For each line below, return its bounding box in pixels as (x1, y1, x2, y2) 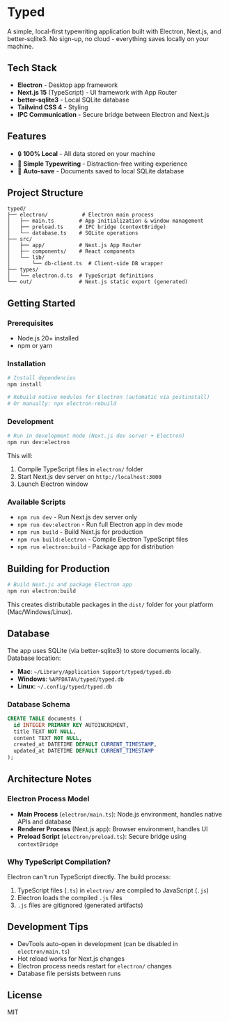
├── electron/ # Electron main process (7, 212, 155, 219)
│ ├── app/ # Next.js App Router (7, 242, 141, 249)
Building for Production (7, 563, 110, 574)
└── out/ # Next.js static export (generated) (7, 278, 189, 285)
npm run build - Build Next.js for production (17, 528, 143, 536)
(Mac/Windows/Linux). (7, 607, 73, 616)
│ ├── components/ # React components (7, 248, 136, 255)
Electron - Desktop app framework (17, 81, 118, 89)
